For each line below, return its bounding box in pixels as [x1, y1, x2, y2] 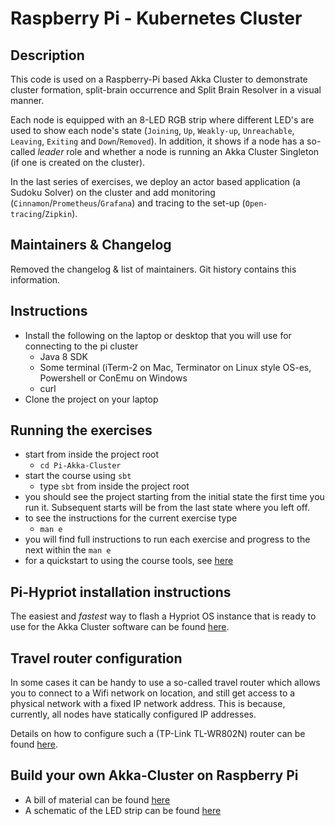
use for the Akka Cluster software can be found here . [10, 621, 230, 633]
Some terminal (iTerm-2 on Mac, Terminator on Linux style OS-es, [39, 361, 312, 373]
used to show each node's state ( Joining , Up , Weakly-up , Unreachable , [10, 125, 295, 136]
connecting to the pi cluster [24, 340, 139, 352]
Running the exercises [10, 422, 153, 439]
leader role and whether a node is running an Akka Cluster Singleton [37, 146, 320, 157]
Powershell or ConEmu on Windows [39, 372, 188, 384]
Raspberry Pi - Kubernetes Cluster [10, 7, 303, 30]
